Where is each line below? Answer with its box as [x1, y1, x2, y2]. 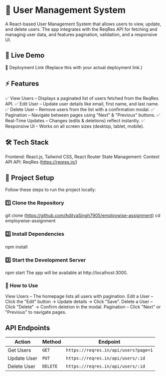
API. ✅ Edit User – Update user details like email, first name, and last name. [5, 100, 160, 106]
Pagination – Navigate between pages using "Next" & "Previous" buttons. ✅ [5, 112, 161, 118]
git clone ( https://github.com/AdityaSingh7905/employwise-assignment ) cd [5, 212, 161, 218]
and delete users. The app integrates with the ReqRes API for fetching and [5, 26, 158, 32]
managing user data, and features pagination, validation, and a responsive [5, 31, 158, 37]
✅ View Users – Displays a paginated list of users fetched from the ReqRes [5, 95, 159, 101]
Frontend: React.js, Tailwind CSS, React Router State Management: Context [5, 154, 160, 160]
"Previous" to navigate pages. [5, 309, 66, 315]
